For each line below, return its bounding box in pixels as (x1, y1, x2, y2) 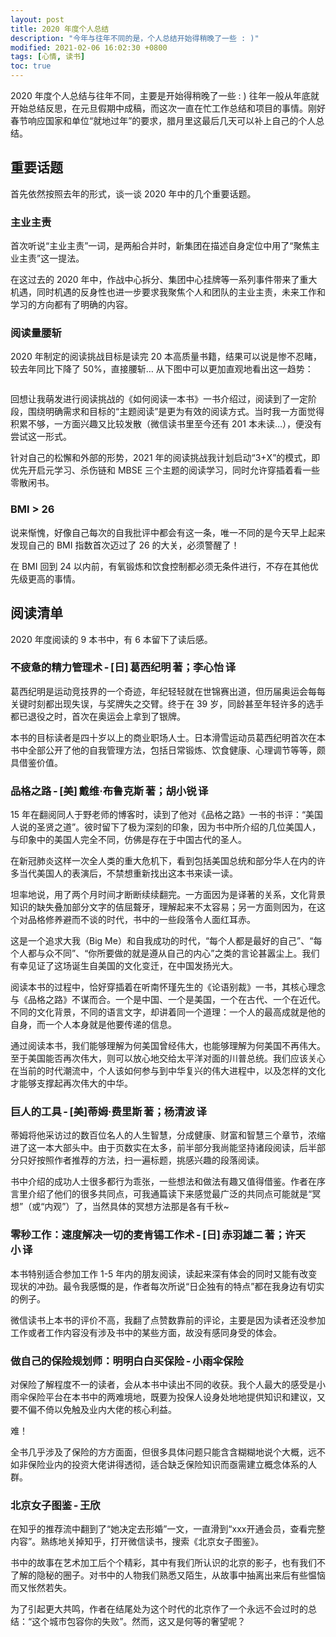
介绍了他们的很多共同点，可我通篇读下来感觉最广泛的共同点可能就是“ (27, 1188, 313, 1200)
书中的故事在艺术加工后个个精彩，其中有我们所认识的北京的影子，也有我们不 (10, 1557, 326, 1569)
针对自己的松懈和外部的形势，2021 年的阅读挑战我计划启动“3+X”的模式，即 (10, 452, 321, 464)
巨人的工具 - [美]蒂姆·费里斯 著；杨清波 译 (10, 1105, 207, 1119)
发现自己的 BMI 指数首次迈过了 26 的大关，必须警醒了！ (10, 539, 240, 551)
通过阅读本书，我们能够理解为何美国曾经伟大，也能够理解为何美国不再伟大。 (10, 1040, 326, 1052)
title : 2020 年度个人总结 (10, 24, 110, 34)
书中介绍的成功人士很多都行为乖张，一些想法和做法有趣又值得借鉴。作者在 (10, 1176, 317, 1188)
